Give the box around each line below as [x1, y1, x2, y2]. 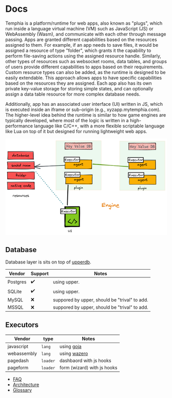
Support [30, 270, 49, 276]
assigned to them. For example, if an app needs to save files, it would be [5, 42, 159, 48]
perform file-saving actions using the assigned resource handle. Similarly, [5, 52, 162, 59]
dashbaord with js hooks [60, 357, 111, 364]
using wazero [60, 350, 88, 356]
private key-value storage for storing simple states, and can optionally [5, 85, 154, 91]
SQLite [7, 288, 22, 294]
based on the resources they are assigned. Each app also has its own [5, 80, 152, 86]
